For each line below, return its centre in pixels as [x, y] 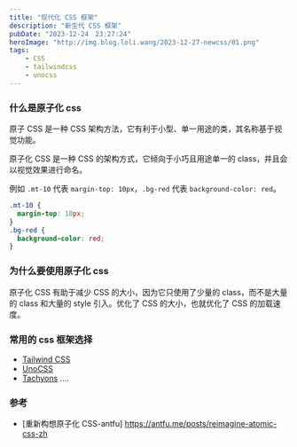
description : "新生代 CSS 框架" [66, 26]
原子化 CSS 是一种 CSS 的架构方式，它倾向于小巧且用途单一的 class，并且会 [148, 159]
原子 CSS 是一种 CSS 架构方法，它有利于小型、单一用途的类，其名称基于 [142, 129]
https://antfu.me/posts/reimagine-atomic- [201, 424]
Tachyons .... [45, 378]
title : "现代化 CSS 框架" [54, 17]
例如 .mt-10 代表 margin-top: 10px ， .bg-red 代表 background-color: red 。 [145, 189]
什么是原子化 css [45, 107]
